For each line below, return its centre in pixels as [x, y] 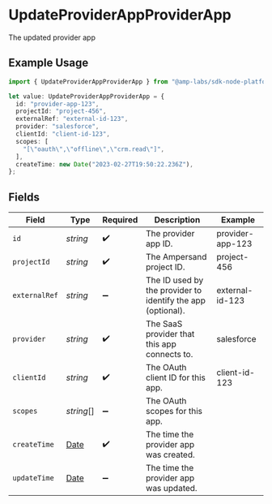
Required [120, 220]
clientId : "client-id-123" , [63, 134]
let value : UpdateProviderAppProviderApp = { [86, 96]
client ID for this [176, 377]
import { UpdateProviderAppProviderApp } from [88, 82]
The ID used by [174, 280]
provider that [170, 334]
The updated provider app [52, 37]
